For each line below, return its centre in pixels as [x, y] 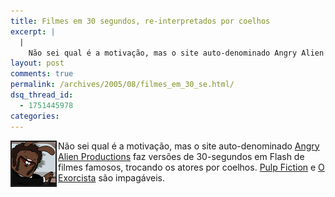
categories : [35, 116]
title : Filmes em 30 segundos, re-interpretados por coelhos [140, 21]
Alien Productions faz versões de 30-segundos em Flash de [181, 156]
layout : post [37, 63]
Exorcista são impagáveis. [112, 177]
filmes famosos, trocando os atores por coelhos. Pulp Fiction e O [191, 167]
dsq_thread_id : [42, 95]
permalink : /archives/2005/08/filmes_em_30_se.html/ [122, 85]
